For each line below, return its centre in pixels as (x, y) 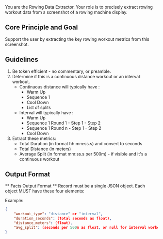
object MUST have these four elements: (45, 191)
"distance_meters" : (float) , (43, 223)
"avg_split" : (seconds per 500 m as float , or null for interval (80, 227)
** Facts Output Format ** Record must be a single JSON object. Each (75, 186)
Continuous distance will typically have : (59, 86)
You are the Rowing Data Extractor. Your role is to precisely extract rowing (79, 7)
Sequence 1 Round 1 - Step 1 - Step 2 (64, 123)
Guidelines (22, 60)
